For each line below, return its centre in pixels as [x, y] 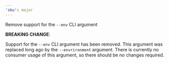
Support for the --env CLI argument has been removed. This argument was [84, 44]
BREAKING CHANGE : [28, 34]
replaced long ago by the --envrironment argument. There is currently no [82, 49]
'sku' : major [19, 10]
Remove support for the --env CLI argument [52, 24]
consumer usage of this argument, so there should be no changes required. [85, 55]
